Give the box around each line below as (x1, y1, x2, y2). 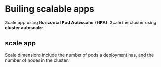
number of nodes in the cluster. (5, 57, 69, 63)
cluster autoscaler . (5, 24, 45, 30)
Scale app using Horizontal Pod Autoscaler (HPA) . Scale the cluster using (5, 20, 157, 25)
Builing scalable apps (5, 3, 95, 15)
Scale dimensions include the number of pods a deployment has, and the (5, 52, 154, 58)
